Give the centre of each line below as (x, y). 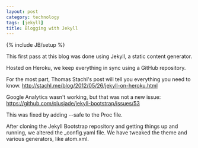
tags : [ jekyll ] (25, 22)
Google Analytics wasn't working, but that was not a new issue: (84, 97)
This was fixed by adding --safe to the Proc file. (64, 115)
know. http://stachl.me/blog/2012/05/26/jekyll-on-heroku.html (82, 86)
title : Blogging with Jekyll (42, 28)
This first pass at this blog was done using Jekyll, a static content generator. (99, 56)
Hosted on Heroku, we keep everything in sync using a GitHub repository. (96, 68)
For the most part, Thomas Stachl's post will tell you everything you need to (98, 79)
